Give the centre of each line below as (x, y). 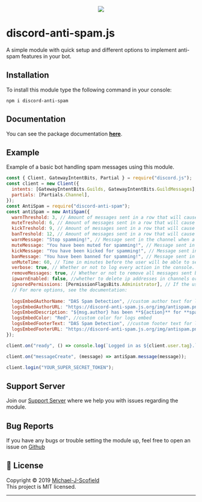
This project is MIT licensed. (41, 486)
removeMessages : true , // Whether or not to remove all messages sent (102, 273)
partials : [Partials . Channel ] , (51, 195)
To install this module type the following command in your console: (89, 90)
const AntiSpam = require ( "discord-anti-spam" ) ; (68, 206)
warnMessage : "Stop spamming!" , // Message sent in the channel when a (103, 240)
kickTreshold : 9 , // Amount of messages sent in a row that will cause (103, 229)
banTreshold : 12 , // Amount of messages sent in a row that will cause (103, 234)
